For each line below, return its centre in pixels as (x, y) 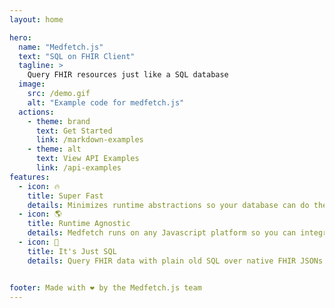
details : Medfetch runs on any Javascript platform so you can (162, 233)
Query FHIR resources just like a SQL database (128, 75)
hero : (20, 37)
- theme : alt (54, 149)
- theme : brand (59, 121)
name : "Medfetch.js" (61, 47)
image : (32, 84)
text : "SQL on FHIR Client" (77, 56)
